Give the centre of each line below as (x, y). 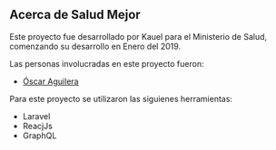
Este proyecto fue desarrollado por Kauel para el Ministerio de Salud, (138, 36)
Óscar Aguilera (50, 81)
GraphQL (39, 136)
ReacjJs (37, 126)
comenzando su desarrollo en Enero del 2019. (95, 46)
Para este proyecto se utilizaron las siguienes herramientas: (121, 98)
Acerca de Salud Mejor (75, 15)
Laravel (36, 116)
